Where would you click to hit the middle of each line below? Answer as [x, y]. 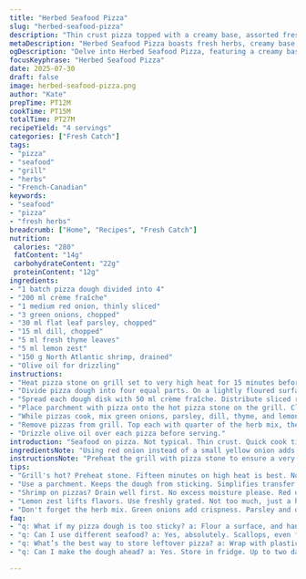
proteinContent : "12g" [56, 273]
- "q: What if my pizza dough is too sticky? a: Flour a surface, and [146, 527]
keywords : [28, 196]
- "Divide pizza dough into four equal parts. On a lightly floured [142, 391]
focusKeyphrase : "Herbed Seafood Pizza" [87, 60]
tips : [20, 467]
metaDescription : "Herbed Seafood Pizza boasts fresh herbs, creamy [142, 43]
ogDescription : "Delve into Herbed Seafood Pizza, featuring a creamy [146, 52]
